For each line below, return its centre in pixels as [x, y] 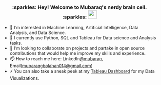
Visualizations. [24, 78]
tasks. [16, 43]
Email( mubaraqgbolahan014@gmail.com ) [51, 66]
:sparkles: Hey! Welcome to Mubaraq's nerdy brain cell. [80, 7]
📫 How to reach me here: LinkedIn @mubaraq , [56, 59]
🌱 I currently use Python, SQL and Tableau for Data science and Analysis [83, 38]
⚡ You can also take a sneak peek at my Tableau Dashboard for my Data [82, 71]
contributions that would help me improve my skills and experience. [78, 53]
